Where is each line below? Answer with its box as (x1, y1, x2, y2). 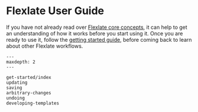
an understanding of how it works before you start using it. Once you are (6, 29, 183, 37)
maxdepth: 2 (6, 59, 35, 65)
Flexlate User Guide (6, 4, 105, 18)
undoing (6, 95, 25, 101)
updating (6, 80, 28, 85)
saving (6, 84, 22, 91)
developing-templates (6, 100, 60, 106)
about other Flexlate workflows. (6, 42, 83, 50)
